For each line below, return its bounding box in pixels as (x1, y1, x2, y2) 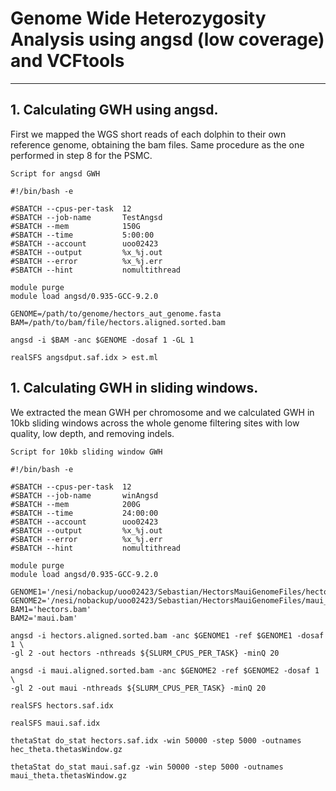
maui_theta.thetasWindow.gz (10, 770, 128, 781)
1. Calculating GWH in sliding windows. (10, 380, 259, 397)
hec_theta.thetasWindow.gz (10, 744, 123, 754)
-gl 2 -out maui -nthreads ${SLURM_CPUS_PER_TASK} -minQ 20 (10, 683, 267, 693)
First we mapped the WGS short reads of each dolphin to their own (10, 128, 287, 140)
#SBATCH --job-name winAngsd (10, 490, 159, 501)
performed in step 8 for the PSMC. (10, 149, 153, 161)
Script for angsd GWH (10, 168, 101, 179)
